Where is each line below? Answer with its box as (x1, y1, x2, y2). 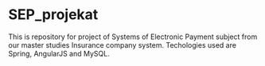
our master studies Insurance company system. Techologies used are (8, 40, 237, 49)
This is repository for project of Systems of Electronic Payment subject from (8, 32, 258, 41)
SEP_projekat (8, 6, 99, 24)
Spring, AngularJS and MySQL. (8, 49, 110, 58)
